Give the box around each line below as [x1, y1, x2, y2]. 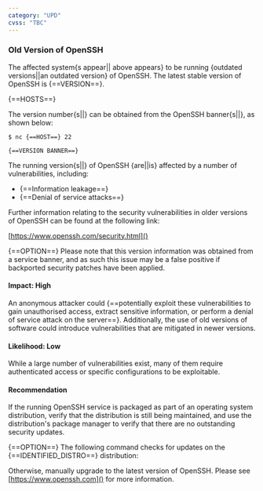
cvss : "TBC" [8, 19, 47, 27]
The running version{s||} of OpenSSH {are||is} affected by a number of [8, 160, 238, 169]
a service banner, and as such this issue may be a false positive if [8, 254, 221, 264]
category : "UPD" [8, 11, 61, 20]
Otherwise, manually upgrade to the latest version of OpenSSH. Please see [8, 466, 251, 475]
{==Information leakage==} [19, 184, 109, 193]
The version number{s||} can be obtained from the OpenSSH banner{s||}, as [8, 109, 255, 118]
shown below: [8, 118, 53, 127]
